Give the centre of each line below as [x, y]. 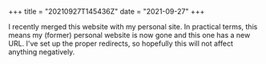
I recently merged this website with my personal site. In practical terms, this [133, 26]
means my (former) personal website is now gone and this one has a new [129, 35]
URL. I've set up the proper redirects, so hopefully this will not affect [121, 43]
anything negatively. [42, 52]
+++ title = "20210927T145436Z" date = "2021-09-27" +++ [107, 11]
